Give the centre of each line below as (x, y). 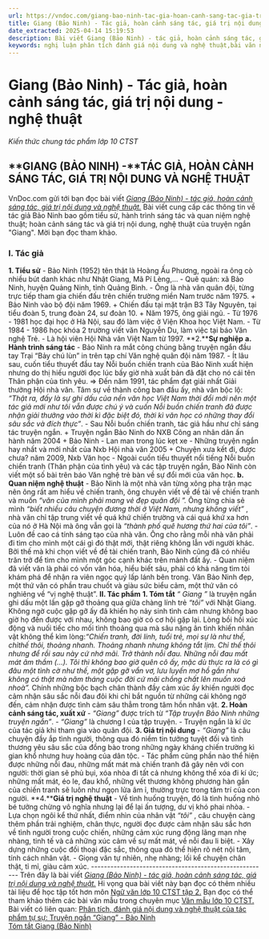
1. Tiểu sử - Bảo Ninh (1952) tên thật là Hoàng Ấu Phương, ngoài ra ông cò (131, 271)
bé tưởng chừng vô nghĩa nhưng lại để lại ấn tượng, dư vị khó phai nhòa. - (129, 807)
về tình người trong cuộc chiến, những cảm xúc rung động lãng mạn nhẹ (127, 832)
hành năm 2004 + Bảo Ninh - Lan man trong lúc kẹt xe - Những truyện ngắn (133, 441)
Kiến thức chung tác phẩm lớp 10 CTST (73, 142)
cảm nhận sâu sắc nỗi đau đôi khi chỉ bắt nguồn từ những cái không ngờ (127, 696)
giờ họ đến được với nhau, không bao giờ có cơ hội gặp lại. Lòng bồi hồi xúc (133, 620)
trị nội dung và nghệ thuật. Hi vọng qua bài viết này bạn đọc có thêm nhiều (132, 884)
